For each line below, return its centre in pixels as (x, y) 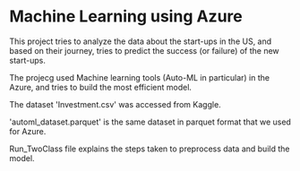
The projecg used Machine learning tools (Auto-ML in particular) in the (140, 77)
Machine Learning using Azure (126, 17)
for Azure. (28, 131)
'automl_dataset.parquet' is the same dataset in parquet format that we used (150, 122)
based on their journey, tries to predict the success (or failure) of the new (144, 50)
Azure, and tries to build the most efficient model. (101, 87)
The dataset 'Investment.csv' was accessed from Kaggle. (115, 104)
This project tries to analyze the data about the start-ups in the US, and (141, 41)
